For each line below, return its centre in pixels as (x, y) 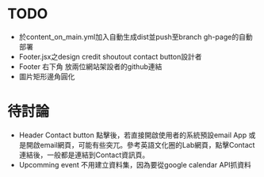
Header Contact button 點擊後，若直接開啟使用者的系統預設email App (133, 135)
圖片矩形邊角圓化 (47, 76)
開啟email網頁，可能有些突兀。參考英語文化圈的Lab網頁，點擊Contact (140, 144)
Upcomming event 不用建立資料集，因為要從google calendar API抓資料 (135, 164)
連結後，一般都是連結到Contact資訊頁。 (84, 155)
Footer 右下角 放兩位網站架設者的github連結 (90, 66)
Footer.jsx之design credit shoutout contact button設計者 (110, 56)
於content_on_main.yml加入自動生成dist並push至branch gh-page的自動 (136, 37)
